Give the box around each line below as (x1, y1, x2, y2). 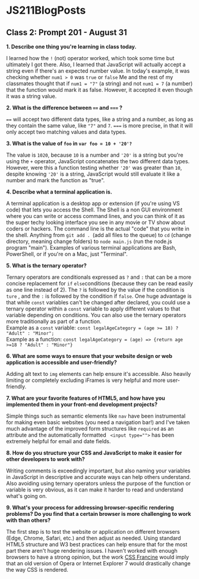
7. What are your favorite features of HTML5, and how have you (6, 394, 165, 401)
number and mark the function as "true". (6, 177, 105, 183)
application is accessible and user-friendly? (6, 359, 117, 366)
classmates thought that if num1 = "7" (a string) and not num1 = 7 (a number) (6, 80, 193, 87)
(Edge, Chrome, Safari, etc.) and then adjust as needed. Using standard (6, 534, 181, 541)
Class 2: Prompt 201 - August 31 (6, 27, 128, 38)
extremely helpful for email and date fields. (6, 438, 111, 444)
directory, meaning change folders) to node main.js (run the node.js (6, 238, 172, 245)
